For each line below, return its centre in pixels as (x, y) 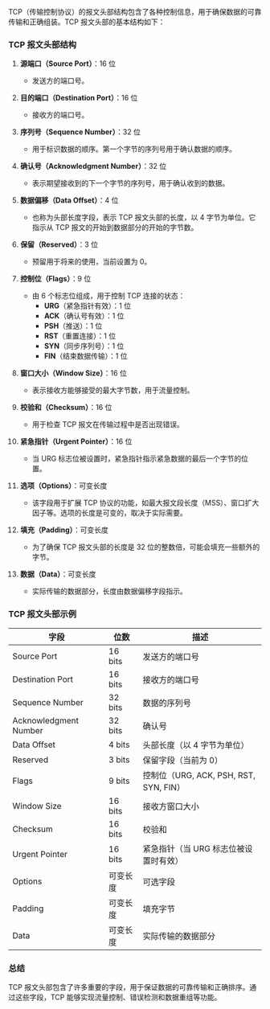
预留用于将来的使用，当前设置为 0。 (92, 262)
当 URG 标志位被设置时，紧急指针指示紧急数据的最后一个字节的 (137, 459)
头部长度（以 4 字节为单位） (196, 744)
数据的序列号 (167, 703)
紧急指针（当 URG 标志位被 (194, 848)
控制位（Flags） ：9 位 (55, 279)
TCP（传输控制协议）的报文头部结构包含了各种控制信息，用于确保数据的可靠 (135, 12)
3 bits (119, 760)
